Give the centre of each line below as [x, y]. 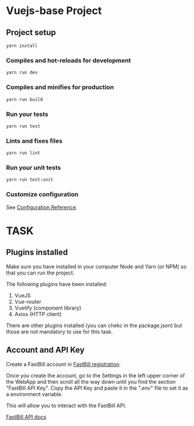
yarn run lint [23, 153]
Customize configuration [42, 194]
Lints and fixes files [34, 140]
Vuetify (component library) [48, 308]
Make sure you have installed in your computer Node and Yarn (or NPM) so [96, 266]
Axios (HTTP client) [38, 314]
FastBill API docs [26, 417]
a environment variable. [34, 394]
